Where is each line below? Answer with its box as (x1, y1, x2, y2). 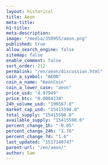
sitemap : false (6, 52, 43, 58)
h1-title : (6, 25, 30, 31)
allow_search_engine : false (6, 47, 75, 53)
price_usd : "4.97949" (6, 90, 59, 96)
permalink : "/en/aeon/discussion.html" (6, 68, 103, 74)
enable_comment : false (6, 57, 61, 63)
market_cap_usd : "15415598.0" (6, 106, 80, 112)
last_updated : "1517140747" (6, 139, 75, 145)
